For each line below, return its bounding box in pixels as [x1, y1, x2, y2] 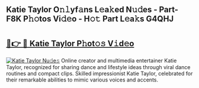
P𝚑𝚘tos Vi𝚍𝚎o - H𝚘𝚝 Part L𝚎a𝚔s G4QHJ [23, 14, 174, 24]
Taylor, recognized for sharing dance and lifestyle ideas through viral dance [6, 64, 191, 70]
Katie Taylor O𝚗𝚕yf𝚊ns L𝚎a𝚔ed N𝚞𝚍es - [6, 5, 158, 15]
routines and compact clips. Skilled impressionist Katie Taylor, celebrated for [6, 70, 193, 77]
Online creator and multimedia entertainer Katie [61, 57, 177, 64]
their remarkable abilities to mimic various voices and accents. [6, 76, 159, 83]
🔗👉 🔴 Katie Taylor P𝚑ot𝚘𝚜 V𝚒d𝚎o [6, 38, 134, 48]
